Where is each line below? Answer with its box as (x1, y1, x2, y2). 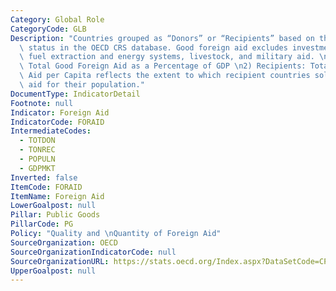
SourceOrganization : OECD (10, 237, 118, 248)
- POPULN (19, 154, 56, 164)
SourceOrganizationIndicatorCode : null (10, 247, 177, 257)
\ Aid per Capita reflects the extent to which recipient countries (19, 71, 311, 81)
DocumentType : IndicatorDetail (10, 89, 141, 99)
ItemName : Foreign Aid (10, 191, 105, 201)
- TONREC (19, 145, 56, 155)
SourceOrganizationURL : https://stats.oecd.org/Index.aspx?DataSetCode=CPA (10, 256, 333, 266)
